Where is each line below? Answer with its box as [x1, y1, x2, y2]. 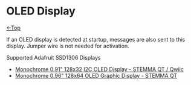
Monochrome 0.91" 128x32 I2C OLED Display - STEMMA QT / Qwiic [15, 65, 184, 73]
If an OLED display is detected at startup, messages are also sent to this [6, 36, 186, 43]
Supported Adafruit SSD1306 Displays [6, 54, 101, 61]
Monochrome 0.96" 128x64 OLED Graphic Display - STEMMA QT [15, 72, 178, 79]
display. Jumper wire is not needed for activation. [6, 42, 129, 49]
